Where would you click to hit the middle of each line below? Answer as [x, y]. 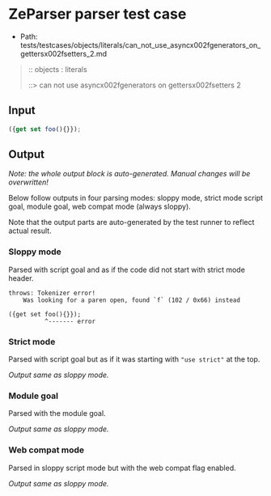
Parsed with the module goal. [57, 413]
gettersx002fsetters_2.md [64, 53]
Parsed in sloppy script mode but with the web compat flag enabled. [122, 468]
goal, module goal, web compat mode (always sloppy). [100, 206]
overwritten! [28, 182]
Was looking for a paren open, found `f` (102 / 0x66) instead [132, 300]
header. [21, 278]
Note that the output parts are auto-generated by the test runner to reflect [131, 223]
